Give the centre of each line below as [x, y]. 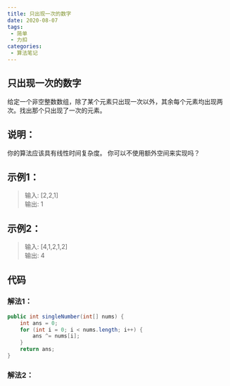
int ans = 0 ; [39, 323]
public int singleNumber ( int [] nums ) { [66, 316]
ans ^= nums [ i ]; [56, 336]
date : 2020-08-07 [33, 20]
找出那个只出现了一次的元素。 [63, 110]
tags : [15, 27]
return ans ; [37, 349]
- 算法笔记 [24, 53]
